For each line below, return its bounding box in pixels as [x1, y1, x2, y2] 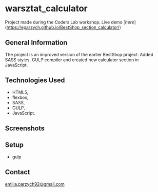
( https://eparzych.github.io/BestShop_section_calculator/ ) [5, 24, 121, 30]
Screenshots [5, 124, 45, 132]
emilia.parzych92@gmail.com [5, 181, 65, 187]
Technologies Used [5, 76, 65, 85]
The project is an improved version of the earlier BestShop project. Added [5, 51, 154, 57]
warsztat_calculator [5, 3, 88, 14]
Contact [5, 168, 30, 176]
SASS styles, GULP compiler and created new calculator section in [5, 57, 139, 63]
